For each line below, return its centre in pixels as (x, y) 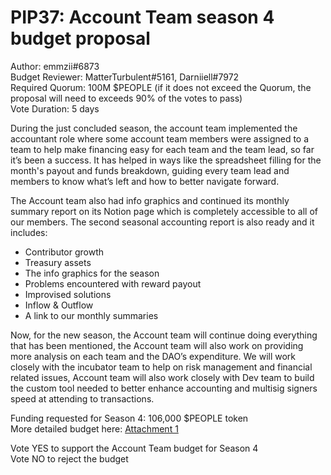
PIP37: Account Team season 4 (142, 17)
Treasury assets (58, 262)
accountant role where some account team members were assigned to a (160, 138)
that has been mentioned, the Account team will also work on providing (157, 345)
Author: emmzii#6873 (55, 66)
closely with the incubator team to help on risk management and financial (161, 367)
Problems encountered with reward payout (113, 283)
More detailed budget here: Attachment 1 (94, 428)
